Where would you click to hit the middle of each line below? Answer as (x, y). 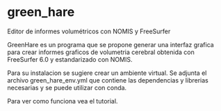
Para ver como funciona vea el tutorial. (63, 101)
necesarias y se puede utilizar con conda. (67, 87)
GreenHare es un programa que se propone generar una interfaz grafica (110, 44)
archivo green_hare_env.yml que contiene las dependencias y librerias (108, 80)
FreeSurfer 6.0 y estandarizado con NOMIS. (70, 59)
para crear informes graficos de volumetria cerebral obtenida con (101, 52)
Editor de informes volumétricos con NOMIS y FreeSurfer (89, 31)
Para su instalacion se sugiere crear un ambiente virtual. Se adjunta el (107, 73)
